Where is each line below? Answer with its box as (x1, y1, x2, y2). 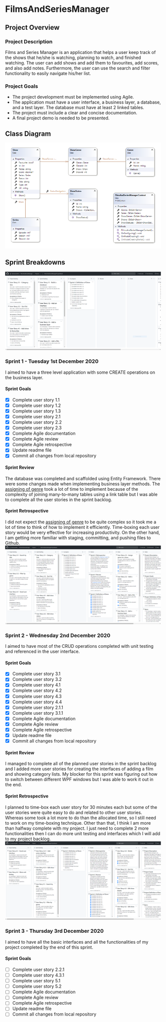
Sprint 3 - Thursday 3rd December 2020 (5, 928, 104, 935)
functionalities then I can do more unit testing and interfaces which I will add (5, 830, 161, 836)
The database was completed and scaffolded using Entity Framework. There (5, 475, 161, 481)
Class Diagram (5, 129, 51, 138)
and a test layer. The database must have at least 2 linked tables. (12, 105, 144, 111)
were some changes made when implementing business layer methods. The (5, 481, 161, 487)
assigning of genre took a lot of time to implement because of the (5, 486, 138, 492)
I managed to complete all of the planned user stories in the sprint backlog (5, 761, 157, 767)
